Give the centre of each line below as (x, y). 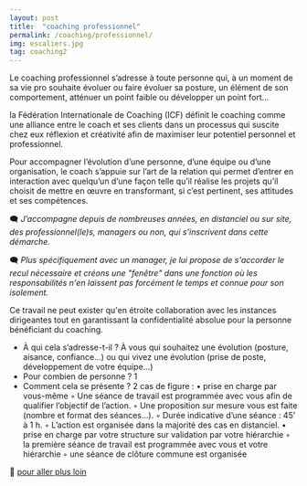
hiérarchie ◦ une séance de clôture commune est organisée (135, 454)
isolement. (29, 292)
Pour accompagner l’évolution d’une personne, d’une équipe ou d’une (140, 162)
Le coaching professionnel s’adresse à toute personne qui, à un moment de (152, 78)
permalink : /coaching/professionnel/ (81, 35)
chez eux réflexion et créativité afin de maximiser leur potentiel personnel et (153, 134)
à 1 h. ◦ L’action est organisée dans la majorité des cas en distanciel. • (154, 425)
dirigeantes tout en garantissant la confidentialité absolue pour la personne (151, 320)
